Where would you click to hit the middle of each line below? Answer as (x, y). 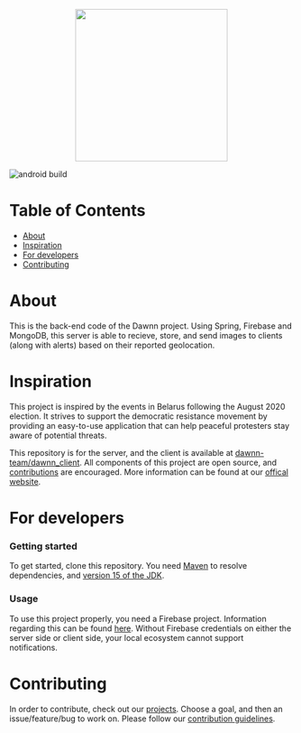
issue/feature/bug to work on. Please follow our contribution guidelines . (142, 719)
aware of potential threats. (58, 435)
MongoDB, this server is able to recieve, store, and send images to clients (146, 335)
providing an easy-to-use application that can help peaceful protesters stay (150, 425)
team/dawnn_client (45, 462)
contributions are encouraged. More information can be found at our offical (149, 472)
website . (25, 481)
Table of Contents (78, 211)
